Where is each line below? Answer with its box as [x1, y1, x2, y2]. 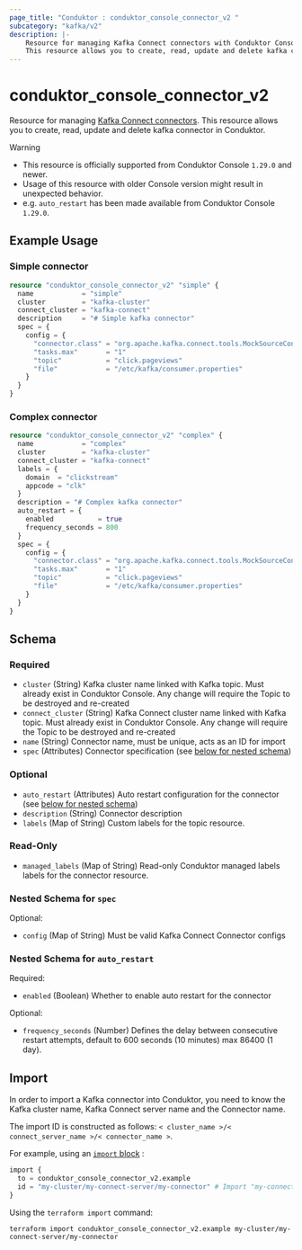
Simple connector [9, 260, 89, 272]
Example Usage [9, 233, 99, 248]
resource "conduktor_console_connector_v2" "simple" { [9, 281, 219, 290]
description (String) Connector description [22, 808, 182, 818]
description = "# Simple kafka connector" [17, 314, 195, 324]
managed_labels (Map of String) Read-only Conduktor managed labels [22, 860, 280, 871]
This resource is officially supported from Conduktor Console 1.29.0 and [22, 159, 292, 171]
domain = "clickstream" [25, 473, 119, 482]
